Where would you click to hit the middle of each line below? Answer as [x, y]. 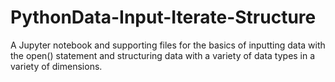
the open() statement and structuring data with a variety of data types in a [163, 55]
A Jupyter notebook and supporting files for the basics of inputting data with [168, 45]
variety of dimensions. [56, 66]
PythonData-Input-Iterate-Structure [163, 17]
